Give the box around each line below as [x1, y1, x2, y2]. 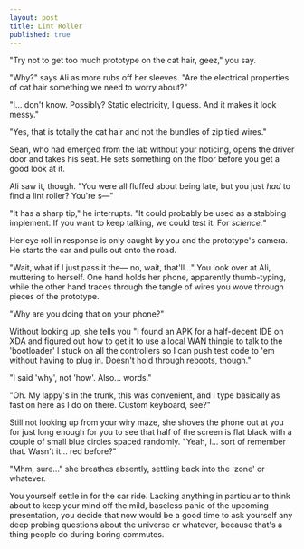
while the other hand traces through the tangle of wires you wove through [9, 281, 285, 292]
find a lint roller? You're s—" [9, 191, 114, 202]
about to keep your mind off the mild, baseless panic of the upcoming [9, 500, 269, 511]
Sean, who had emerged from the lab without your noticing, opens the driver [9, 144, 295, 155]
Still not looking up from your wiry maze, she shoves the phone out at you [9, 417, 284, 428]
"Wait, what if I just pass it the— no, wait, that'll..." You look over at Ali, [9, 262, 271, 273]
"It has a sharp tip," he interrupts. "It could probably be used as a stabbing [9, 208, 287, 219]
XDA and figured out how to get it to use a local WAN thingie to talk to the [9, 336, 283, 346]
